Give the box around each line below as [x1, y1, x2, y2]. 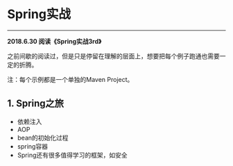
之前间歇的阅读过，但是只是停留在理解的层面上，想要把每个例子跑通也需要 [7, 51, 220, 60]
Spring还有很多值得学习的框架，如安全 [17, 151, 128, 159]
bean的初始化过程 [17, 133, 69, 142]
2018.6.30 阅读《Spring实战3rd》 [7, 37, 102, 45]
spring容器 [17, 142, 49, 150]
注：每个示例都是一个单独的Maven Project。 [7, 75, 134, 83]
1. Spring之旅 [7, 98, 64, 110]
